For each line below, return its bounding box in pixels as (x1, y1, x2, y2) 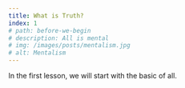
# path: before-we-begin (8, 26, 91, 34)
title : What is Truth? (8, 11, 84, 20)
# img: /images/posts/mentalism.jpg (8, 42, 131, 50)
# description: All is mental (8, 34, 110, 42)
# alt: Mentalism (8, 49, 66, 57)
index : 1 (8, 19, 38, 27)
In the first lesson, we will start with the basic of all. (8, 71, 178, 80)
